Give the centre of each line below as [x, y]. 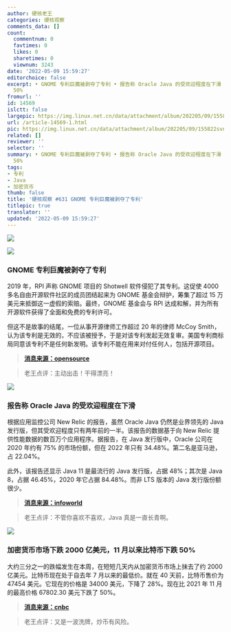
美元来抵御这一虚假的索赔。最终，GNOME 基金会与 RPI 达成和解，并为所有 [113, 303]
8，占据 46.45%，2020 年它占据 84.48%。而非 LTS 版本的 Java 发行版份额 [114, 480]
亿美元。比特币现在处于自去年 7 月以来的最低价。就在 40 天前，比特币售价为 [115, 575]
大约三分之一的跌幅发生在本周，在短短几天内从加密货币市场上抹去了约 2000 [115, 567]
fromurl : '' [24, 97]
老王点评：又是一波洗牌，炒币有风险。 [78, 622]
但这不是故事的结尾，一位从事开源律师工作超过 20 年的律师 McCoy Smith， [114, 326]
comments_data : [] [33, 26]
